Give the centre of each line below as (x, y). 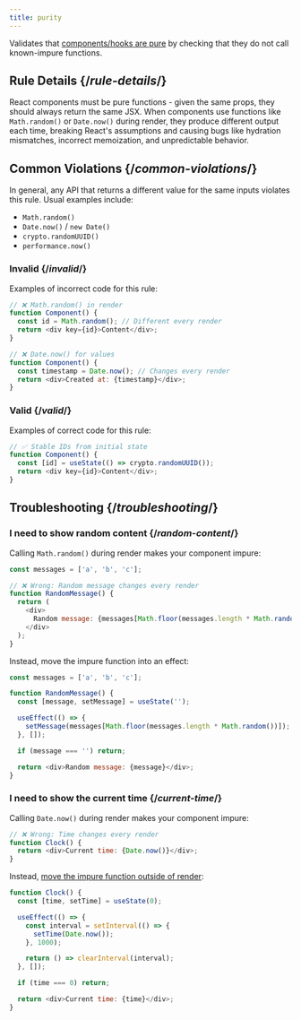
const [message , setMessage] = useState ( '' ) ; (104, 702)
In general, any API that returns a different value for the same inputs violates (150, 190)
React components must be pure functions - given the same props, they (142, 102)
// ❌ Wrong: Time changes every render (84, 834)
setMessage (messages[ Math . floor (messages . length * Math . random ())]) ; (158, 727)
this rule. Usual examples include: (72, 200)
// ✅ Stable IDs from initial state (78, 446)
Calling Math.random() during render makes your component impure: (135, 553)
